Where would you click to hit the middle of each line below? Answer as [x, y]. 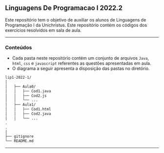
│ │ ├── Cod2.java [28, 114]
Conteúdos [19, 47]
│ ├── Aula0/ [20, 87]
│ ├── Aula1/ [20, 105]
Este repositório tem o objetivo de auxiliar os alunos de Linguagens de [76, 20]
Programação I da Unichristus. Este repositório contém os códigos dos [76, 25]
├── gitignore [20, 136]
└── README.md [20, 141]
